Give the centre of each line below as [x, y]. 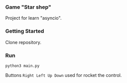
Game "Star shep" [28, 7]
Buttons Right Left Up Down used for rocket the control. [63, 75]
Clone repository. [23, 42]
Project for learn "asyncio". [34, 18]
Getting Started [25, 31]
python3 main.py [22, 66]
